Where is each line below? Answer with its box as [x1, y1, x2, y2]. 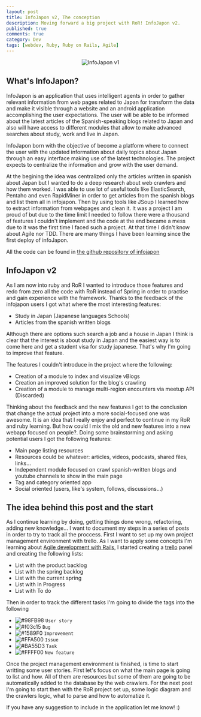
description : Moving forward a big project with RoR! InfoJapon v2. [6, 20, 181, 26]
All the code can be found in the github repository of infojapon [6, 248, 160, 255]
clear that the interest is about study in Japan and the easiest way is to [6, 337, 181, 344]
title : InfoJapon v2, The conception [6, 14, 100, 20]
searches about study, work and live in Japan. [6, 130, 120, 137]
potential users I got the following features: [6, 435, 112, 442]
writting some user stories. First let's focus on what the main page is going [6, 667, 190, 674]
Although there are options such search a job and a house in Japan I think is [6, 330, 194, 337]
